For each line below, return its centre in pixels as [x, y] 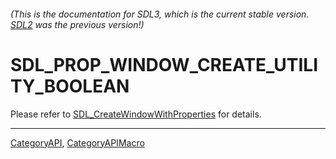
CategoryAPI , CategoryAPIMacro [77, 142]
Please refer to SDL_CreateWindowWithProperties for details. [136, 114]
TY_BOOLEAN [70, 86]
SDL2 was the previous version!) [77, 24]
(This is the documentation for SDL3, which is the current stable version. [160, 14]
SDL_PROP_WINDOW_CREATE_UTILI [164, 64]
